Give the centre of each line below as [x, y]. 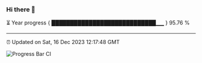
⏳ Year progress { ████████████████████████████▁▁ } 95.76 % [98, 23]
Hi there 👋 [21, 10]
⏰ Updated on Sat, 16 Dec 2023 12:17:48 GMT [63, 42]
